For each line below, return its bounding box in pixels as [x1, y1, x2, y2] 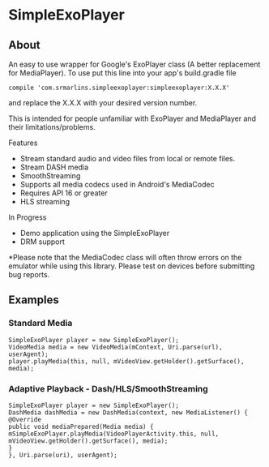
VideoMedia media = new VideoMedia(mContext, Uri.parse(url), [8, 343, 223, 351]
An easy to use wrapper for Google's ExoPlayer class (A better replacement [8, 59, 261, 69]
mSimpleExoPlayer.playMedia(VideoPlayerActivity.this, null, [8, 430, 220, 438]
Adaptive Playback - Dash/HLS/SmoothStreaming [8, 383, 208, 394]
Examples [8, 293, 59, 307]
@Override [8, 415, 42, 423]
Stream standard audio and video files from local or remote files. [19, 154, 236, 163]
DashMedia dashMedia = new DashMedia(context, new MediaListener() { [8, 408, 249, 417]
